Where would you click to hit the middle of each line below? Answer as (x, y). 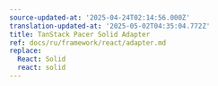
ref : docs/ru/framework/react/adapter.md (88, 43)
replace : (26, 51)
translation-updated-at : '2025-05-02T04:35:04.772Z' (110, 26)
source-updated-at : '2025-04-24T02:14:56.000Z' (100, 17)
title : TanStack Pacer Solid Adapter (80, 34)
